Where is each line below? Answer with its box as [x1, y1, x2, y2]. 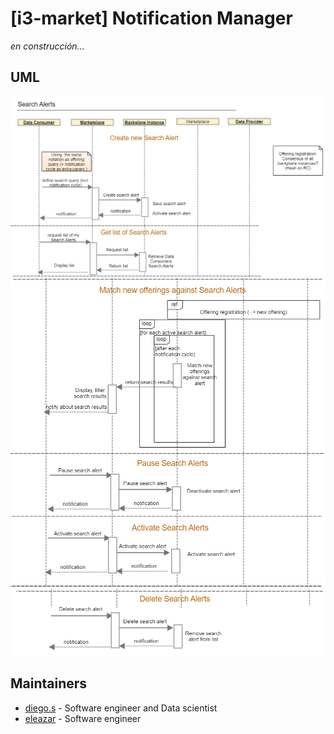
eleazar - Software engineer [24, 712, 142, 724]
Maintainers [10, 675, 88, 692]
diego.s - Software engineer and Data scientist [24, 702, 218, 714]
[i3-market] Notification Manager [10, 7, 293, 30]
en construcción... [10, 40, 85, 52]
